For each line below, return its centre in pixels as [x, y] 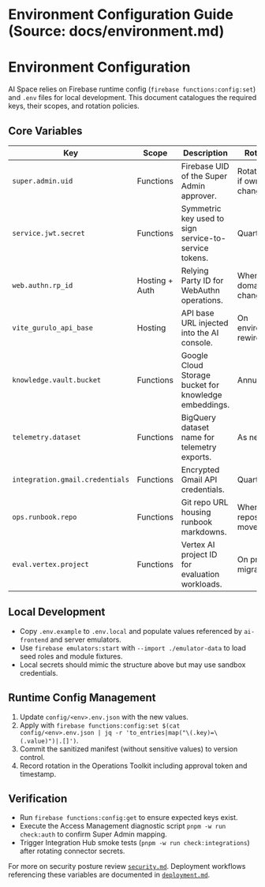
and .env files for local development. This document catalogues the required [132, 98]
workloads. [202, 583]
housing [196, 512]
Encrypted [200, 469]
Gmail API [199, 479]
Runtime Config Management [82, 698]
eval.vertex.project [50, 564]
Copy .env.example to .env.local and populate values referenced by [131, 631]
